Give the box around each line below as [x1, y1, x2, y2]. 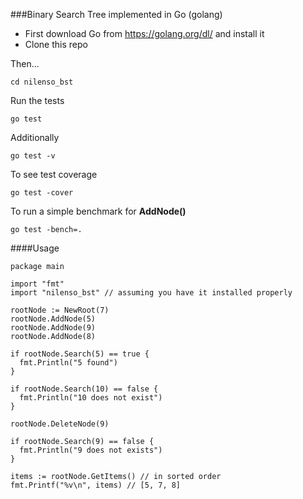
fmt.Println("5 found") [19, 358, 118, 368]
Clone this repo [24, 39, 88, 50]
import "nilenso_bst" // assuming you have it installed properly [10, 288, 293, 298]
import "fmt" [10, 279, 65, 289]
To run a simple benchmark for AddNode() [10, 205, 187, 217]
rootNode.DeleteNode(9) [10, 419, 110, 429]
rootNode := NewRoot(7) [10, 305, 110, 315]
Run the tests [10, 95, 65, 106]
